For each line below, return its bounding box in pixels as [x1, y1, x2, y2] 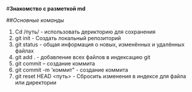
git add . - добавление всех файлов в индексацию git [14, 54, 151, 60]
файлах [14, 47, 34, 54]
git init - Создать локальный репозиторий [14, 35, 121, 41]
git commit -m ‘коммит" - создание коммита [14, 66, 128, 73]
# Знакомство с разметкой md [6, 5, 86, 12]
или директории [14, 79, 57, 86]
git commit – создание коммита [14, 60, 95, 67]
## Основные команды [6, 17, 64, 23]
